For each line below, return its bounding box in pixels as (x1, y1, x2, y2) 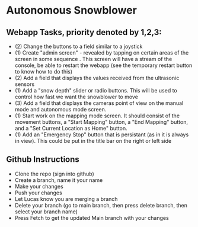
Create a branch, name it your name (14, 176, 103, 184)
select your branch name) (14, 208, 78, 215)
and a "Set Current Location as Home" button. (14, 125, 127, 132)
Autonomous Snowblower (6, 4, 138, 17)
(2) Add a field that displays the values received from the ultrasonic (14, 75, 180, 81)
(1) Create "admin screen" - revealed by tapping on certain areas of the (14, 49, 189, 56)
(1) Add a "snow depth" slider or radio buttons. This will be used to (14, 87, 178, 94)
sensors (14, 81, 35, 88)
